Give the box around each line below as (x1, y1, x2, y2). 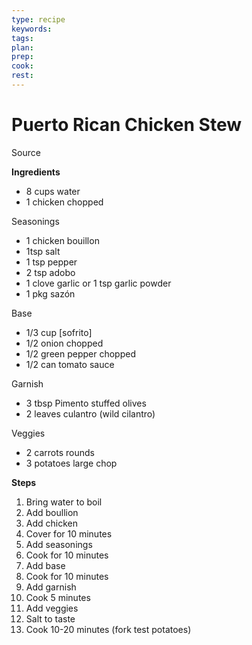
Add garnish (25, 581, 77, 593)
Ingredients (11, 166, 61, 178)
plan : (11, 42, 34, 53)
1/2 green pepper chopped (25, 347, 136, 360)
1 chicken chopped (25, 196, 104, 208)
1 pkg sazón (25, 287, 76, 300)
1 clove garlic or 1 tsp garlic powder (25, 277, 172, 289)
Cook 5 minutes (25, 591, 91, 603)
